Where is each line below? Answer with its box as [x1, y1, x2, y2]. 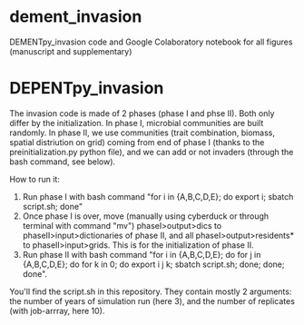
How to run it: [9, 173, 61, 184]
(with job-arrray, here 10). [9, 305, 105, 316]
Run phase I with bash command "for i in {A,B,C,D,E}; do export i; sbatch [22, 191, 294, 202]
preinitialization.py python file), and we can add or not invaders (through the [9, 146, 294, 157]
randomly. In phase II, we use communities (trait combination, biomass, [9, 127, 275, 138]
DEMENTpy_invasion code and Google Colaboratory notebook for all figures [9, 36, 293, 47]
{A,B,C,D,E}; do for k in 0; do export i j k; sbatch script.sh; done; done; [22, 259, 285, 270]
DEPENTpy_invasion [9, 78, 164, 99]
